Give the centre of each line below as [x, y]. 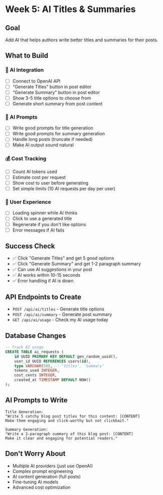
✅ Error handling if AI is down [43, 281]
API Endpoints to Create [43, 297]
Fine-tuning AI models [35, 482]
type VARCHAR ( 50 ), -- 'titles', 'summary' [59, 366]
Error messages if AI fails [38, 230]
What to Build [27, 56]
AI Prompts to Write [36, 400]
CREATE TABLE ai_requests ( [35, 352]
